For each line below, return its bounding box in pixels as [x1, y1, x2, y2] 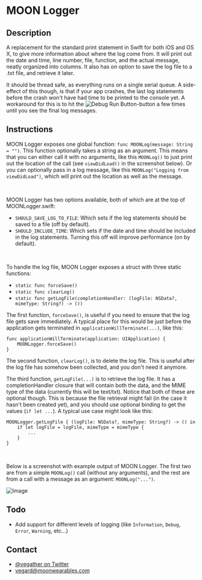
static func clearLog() [14, 288, 75, 295]
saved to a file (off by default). [14, 220, 90, 227]
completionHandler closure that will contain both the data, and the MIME [6, 382, 186, 389]
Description [6, 28, 51, 38]
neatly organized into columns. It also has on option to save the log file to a [6, 63, 192, 70]
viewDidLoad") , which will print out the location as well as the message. [6, 172, 183, 180]
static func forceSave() [14, 282, 78, 288]
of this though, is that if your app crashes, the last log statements [22, 88, 184, 94]
